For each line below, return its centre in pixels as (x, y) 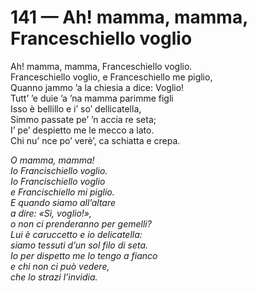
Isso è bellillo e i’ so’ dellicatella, (76, 108)
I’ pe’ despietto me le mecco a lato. (82, 130)
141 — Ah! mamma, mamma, (129, 17)
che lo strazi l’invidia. (54, 277)
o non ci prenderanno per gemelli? (81, 223)
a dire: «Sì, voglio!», (51, 213)
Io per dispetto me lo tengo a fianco (84, 255)
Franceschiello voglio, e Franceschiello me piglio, (111, 77)
